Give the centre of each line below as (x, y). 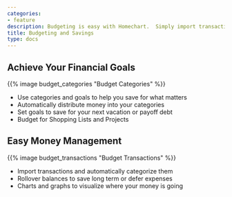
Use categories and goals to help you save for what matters (102, 97)
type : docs (23, 39)
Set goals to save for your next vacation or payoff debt (95, 112)
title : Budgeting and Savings (51, 33)
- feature (21, 20)
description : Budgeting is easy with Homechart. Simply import (101, 26)
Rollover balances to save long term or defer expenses (95, 178)
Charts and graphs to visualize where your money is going (100, 186)
